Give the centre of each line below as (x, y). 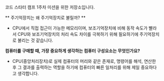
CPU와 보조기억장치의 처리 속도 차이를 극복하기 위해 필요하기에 (78, 34)
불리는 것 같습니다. (35, 40)
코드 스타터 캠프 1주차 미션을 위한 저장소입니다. (50, 7)
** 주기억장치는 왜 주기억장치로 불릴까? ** (45, 18)
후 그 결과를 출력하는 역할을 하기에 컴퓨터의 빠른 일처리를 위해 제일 (76, 67)
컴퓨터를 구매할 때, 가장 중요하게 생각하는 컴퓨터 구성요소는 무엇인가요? (73, 51)
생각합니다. (28, 73)
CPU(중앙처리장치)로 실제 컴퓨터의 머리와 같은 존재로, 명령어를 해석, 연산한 (84, 61)
